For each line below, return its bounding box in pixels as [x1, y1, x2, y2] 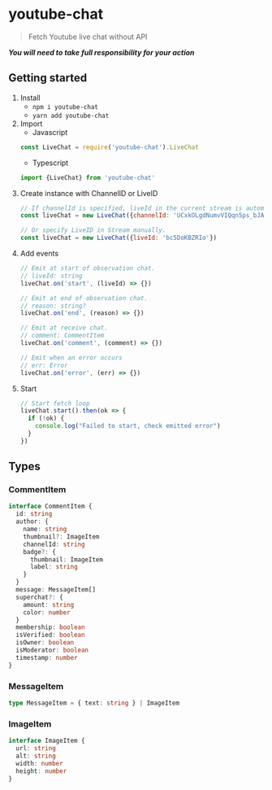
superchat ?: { [15, 593, 63, 601]
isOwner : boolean [15, 639, 75, 647]
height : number [15, 766, 67, 775]
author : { [15, 517, 49, 526]
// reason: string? [19, 302, 87, 310]
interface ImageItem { [8, 737, 85, 745]
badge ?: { [23, 548, 57, 556]
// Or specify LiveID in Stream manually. [19, 226, 166, 234]
